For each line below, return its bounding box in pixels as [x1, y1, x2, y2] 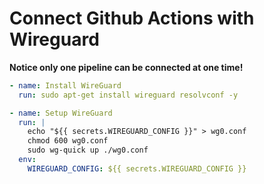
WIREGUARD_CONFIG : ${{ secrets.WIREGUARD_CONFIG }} [27, 163, 247, 174]
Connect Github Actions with [9, 7, 255, 30]
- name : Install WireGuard [9, 80, 122, 91]
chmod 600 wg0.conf [27, 136, 109, 146]
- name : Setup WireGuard [9, 108, 113, 118]
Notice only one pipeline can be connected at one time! [9, 61, 244, 73]
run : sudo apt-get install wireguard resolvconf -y [18, 90, 239, 100]
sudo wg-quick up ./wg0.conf [27, 145, 149, 156]
